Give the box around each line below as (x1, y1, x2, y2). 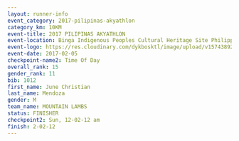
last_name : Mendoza (7, 90, 65, 97)
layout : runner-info (7, 10, 69, 18)
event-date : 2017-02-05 (7, 51, 78, 58)
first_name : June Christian (7, 83, 91, 90)
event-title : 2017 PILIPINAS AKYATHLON (7, 30, 126, 38)
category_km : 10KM (7, 23, 62, 31)
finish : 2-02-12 (7, 122, 55, 130)
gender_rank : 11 (7, 70, 55, 77)
